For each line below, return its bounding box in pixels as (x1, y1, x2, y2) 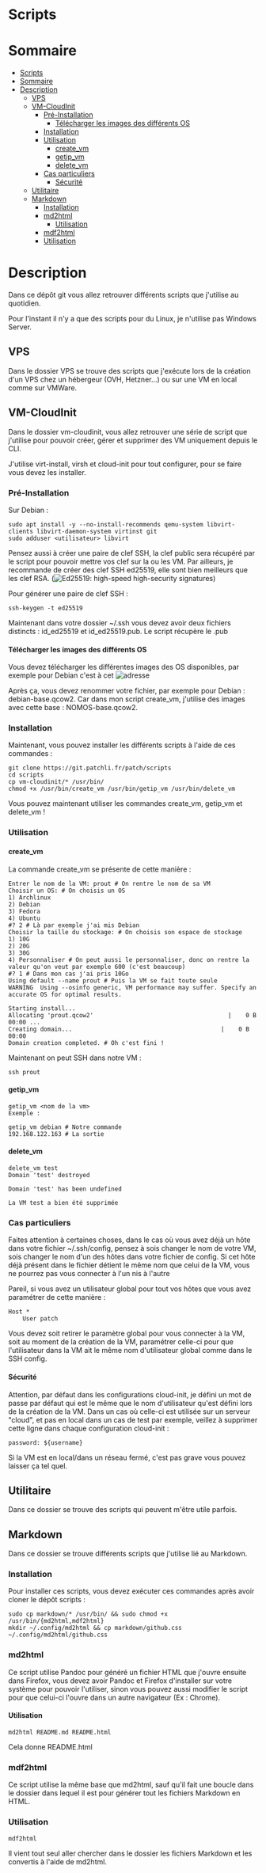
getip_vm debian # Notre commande (8, 1123, 123, 1131)
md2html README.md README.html (8, 1728, 112, 1736)
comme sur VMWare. (8, 382, 78, 393)
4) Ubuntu (8, 914, 41, 922)
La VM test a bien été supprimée (8, 1199, 119, 1207)
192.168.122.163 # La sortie (8, 1130, 104, 1138)
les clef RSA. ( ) (8, 573, 216, 583)
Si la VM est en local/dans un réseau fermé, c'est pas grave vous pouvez (8, 1453, 246, 1462)
